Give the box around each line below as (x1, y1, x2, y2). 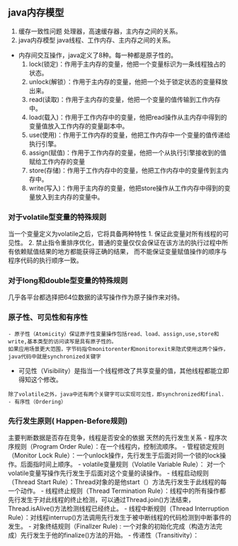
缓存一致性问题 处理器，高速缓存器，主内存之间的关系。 (18, 27, 182, 35)
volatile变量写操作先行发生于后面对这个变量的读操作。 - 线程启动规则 (8, 469, 210, 477)
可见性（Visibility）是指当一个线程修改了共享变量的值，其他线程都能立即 (18, 366, 229, 374)
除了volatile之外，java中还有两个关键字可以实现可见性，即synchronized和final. (8, 391, 225, 398)
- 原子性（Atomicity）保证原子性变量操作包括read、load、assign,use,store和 (8, 330, 220, 338)
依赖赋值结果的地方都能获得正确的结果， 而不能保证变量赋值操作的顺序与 (13, 247, 227, 256)
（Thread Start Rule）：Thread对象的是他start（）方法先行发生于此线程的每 (8, 478, 227, 486)
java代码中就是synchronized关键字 (8, 353, 101, 360)
